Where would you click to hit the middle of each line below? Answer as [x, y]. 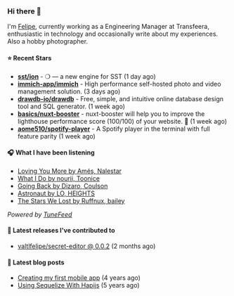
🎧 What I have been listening [51, 153]
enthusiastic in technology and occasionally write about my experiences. [113, 34]
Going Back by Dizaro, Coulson [63, 186]
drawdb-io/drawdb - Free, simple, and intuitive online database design [120, 98]
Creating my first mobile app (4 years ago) [79, 278]
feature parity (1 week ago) [57, 136]
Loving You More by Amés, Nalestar [69, 171]
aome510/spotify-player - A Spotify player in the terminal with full [114, 129]
